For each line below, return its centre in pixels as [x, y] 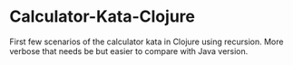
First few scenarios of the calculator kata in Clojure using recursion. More [146, 42]
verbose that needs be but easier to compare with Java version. [129, 51]
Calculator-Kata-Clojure [102, 17]
